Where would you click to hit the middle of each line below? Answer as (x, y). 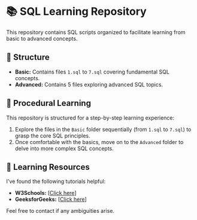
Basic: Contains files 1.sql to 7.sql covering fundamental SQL (92, 72)
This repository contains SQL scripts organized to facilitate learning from (96, 32)
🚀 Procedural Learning (49, 103)
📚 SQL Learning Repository (76, 12)
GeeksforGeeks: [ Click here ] (51, 199)
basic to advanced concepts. (42, 38)
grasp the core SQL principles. (53, 136)
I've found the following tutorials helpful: (56, 181)
